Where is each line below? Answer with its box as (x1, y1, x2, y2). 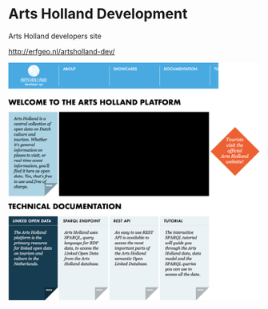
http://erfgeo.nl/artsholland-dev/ (8, 46, 115, 56)
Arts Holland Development (8, 5, 188, 23)
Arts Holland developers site (8, 31, 102, 41)
